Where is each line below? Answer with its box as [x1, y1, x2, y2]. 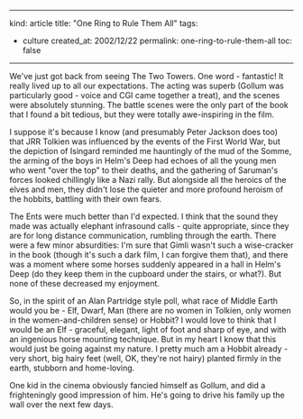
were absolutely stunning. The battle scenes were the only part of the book [9, 100, 289, 110]
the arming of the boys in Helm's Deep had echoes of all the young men [9, 155, 277, 166]
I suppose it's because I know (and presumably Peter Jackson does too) [9, 127, 278, 137]
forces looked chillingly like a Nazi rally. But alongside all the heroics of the [9, 175, 287, 185]
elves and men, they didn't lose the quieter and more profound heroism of [9, 184, 284, 195]
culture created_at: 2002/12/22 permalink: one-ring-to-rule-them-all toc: [22, 35, 293, 46]
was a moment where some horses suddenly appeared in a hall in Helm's [9, 259, 281, 269]
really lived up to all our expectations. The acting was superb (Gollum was [9, 80, 284, 91]
